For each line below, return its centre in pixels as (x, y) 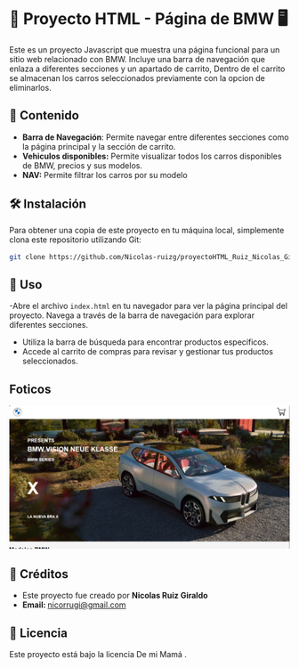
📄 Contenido (44, 115)
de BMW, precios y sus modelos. (82, 165)
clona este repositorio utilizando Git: (76, 240)
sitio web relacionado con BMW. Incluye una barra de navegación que (137, 59)
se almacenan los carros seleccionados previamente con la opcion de (137, 77)
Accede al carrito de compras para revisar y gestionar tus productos (148, 352)
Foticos (30, 389)
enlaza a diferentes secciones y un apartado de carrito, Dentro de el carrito (147, 69)
